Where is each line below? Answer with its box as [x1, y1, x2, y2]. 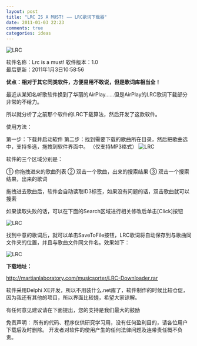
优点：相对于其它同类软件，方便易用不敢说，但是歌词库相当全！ [6, 79, 161, 86]
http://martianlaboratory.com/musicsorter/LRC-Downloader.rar [6, 274, 158, 282]
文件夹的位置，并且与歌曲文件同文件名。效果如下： [6, 239, 130, 246]
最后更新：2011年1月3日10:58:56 [6, 66, 84, 73]
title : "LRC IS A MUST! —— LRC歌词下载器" [6, 14, 108, 20]
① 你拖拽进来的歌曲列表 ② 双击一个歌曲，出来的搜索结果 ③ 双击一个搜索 [6, 168, 190, 175]
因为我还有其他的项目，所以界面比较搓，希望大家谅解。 [6, 294, 140, 301]
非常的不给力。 [6, 98, 42, 106]
